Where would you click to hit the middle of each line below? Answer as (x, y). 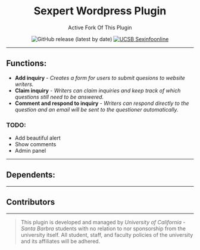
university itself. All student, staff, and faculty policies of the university (107, 234)
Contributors (31, 202)
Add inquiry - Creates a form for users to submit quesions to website (100, 78)
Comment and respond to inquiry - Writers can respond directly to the (102, 103)
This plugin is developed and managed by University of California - (103, 222)
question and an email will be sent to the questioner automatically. (96, 109)
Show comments (35, 144)
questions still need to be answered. (59, 97)
